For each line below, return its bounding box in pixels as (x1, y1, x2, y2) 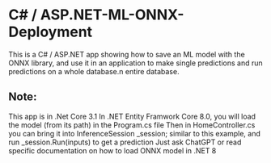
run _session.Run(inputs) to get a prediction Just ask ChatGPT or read (8, 137, 242, 147)
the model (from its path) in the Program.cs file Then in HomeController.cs (8, 119, 256, 130)
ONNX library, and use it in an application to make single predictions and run (8, 58, 263, 68)
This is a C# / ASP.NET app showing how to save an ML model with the (8, 49, 245, 59)
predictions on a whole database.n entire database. (8, 66, 180, 76)
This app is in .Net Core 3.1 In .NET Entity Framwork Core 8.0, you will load (8, 111, 256, 121)
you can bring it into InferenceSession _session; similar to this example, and (8, 128, 261, 138)
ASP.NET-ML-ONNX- (40, 6, 184, 24)
